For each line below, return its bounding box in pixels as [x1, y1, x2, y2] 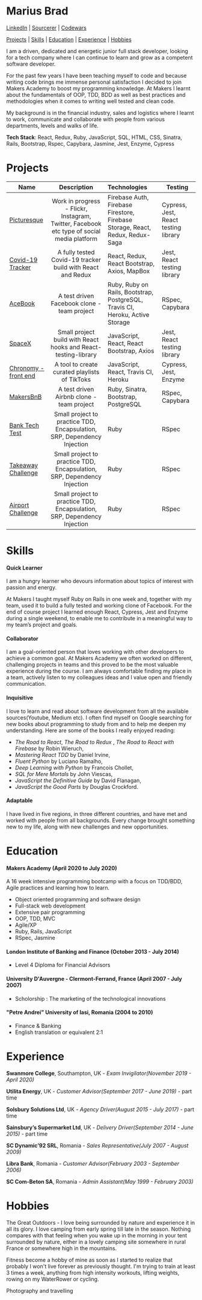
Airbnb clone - [55, 393, 97, 401]
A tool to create [54, 360, 98, 369]
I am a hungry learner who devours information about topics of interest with [6, 577, 194, 585]
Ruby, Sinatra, [107, 385, 147, 393]
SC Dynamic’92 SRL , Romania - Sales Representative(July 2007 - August [6, 1142, 189, 1149]
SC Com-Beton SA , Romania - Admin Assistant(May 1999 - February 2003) [6, 1178, 194, 1185]
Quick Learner [6, 564, 43, 571]
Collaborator [6, 635, 38, 642]
